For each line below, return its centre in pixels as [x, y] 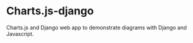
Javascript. [20, 33]
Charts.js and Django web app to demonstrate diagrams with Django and [96, 27]
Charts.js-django [50, 11]
